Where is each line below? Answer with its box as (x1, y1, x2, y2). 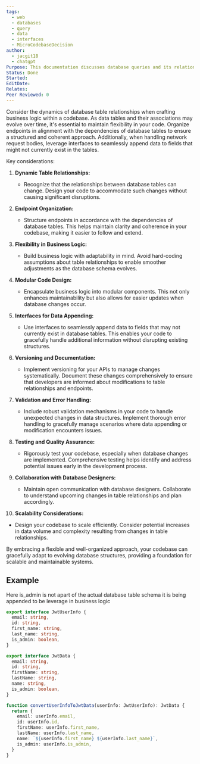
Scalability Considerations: (14, 510, 84, 517)
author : (6, 48, 26, 54)
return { (11, 708, 33, 714)
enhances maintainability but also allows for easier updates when (23, 294, 185, 301)
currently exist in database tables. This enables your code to (23, 330, 173, 337)
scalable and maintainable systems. (6, 558, 94, 565)
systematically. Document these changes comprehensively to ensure (23, 372, 193, 379)
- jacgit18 (11, 53, 39, 59)
